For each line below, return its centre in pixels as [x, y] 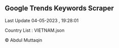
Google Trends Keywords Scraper [59, 8]
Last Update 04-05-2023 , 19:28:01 [42, 20]
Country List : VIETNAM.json [35, 30]
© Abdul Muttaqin [24, 40]
